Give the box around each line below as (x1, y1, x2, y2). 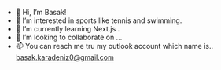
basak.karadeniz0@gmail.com (15, 53, 114, 62)
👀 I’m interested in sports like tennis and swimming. (15, 16, 182, 25)
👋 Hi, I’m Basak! (15, 8, 67, 17)
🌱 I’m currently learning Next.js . (15, 24, 120, 33)
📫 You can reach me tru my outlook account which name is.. (15, 42, 214, 50)
